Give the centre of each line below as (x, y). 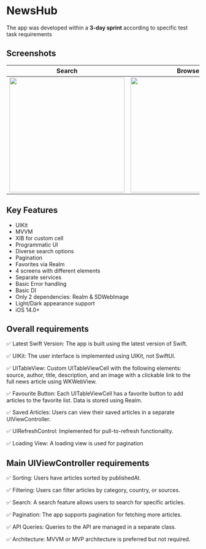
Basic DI (26, 290)
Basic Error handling (41, 283)
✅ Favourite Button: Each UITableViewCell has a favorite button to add (95, 394)
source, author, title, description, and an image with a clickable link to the (99, 375)
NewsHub (32, 11)
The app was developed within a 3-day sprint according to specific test (97, 28)
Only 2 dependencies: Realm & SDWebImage (72, 297)
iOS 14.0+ (27, 310)
